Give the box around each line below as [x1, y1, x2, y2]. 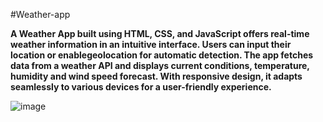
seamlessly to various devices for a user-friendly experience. [10, 81, 272, 93]
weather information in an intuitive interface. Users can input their [10, 39, 292, 50]
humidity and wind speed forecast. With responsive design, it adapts [10, 70, 303, 82]
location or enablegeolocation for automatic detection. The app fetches [10, 49, 314, 61]
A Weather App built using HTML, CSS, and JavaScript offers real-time [10, 28, 310, 39]
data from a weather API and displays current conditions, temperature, [10, 60, 310, 71]
